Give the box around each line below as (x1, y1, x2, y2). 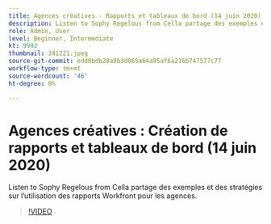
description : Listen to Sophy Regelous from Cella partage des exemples (8, 19, 258, 27)
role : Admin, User (8, 27, 70, 35)
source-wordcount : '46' (8, 72, 89, 80)
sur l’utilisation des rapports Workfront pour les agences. (8, 191, 198, 201)
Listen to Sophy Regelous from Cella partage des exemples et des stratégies (8, 183, 263, 192)
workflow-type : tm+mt (8, 65, 81, 73)
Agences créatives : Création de (8, 121, 228, 140)
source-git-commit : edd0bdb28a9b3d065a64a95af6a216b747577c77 (8, 57, 222, 66)
